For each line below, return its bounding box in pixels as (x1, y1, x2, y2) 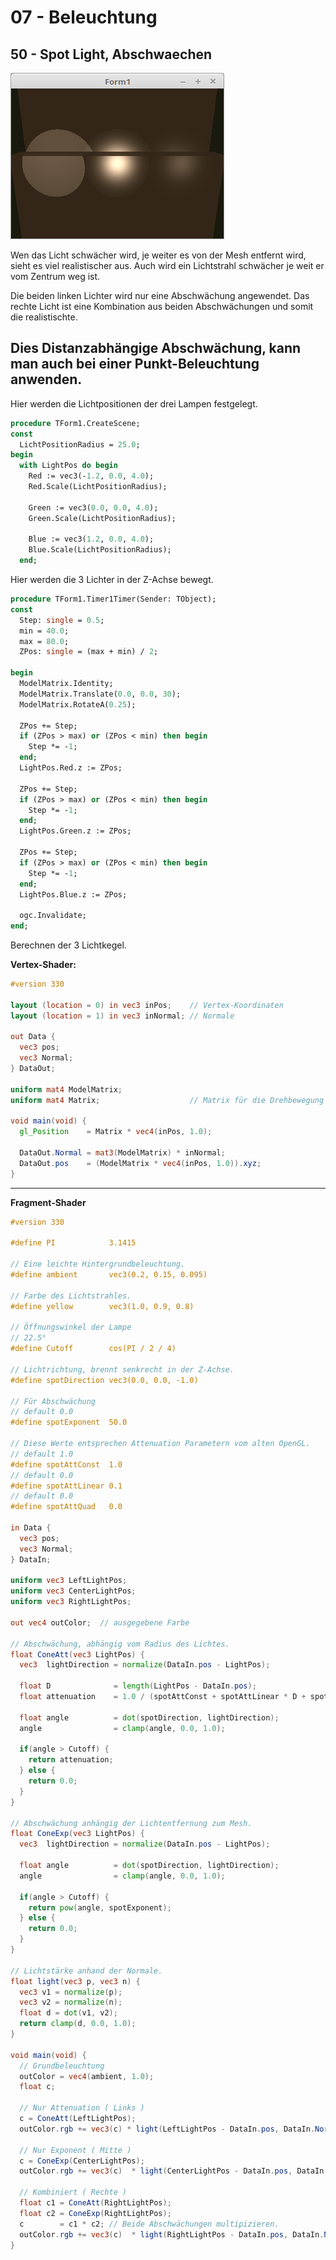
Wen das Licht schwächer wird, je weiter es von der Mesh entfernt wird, (10, 249, 307, 261)
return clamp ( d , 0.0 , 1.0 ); (19, 2019, 137, 2029)
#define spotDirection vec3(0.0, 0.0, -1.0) (10, 1375, 199, 1385)
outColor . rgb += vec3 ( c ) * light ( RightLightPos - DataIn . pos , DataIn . (19, 2229, 325, 2240)
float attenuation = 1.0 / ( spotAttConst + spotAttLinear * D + (19, 1692, 307, 1702)
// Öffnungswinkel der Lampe (10, 1322, 132, 1333)
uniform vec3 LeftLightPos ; (10, 1576, 128, 1586)
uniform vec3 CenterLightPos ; (10, 1586, 137, 1596)
